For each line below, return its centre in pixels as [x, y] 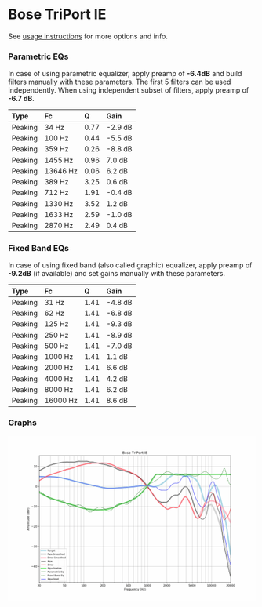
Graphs [22, 423]
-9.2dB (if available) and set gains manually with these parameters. [117, 274]
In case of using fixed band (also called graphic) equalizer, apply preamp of [130, 265]
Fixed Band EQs [38, 248]
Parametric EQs [38, 56]
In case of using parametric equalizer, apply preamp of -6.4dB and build [125, 74]
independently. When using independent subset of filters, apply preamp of [129, 90]
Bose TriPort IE [57, 15]
